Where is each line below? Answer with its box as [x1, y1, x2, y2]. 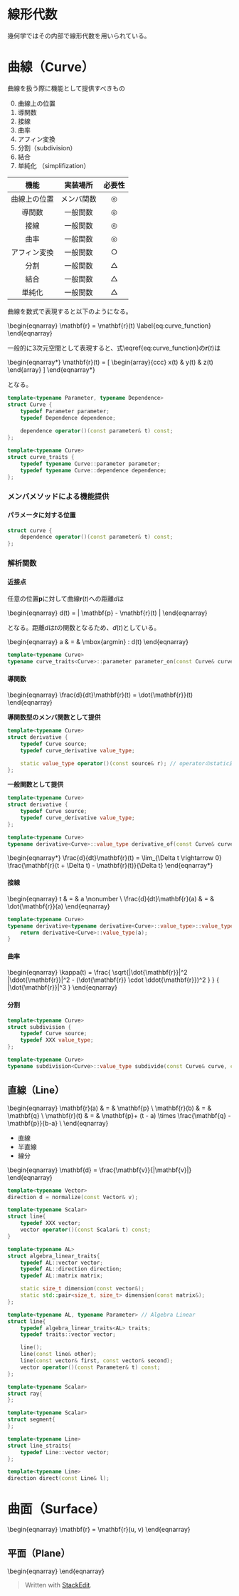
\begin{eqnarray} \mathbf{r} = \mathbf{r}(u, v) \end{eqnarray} [7, 1525, 191, 1534]
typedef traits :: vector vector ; [20, 1331, 116, 1338]
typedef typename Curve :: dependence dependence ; [20, 467, 167, 474]
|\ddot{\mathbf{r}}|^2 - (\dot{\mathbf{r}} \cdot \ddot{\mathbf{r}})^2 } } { [7, 975, 219, 984]
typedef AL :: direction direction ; [20, 1265, 122, 1273]
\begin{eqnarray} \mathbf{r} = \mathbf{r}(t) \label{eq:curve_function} [7, 321, 211, 330]
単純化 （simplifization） [17, 161, 90, 170]
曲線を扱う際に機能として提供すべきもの [7, 83, 126, 93]
